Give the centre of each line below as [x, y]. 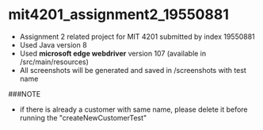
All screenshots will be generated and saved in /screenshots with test [133, 70]
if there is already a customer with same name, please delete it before [133, 109]
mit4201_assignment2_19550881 [119, 15]
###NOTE [25, 94]
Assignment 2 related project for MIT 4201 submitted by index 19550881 [137, 36]
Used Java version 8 [53, 44]
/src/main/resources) [54, 62]
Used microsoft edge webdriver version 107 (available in [113, 53]
